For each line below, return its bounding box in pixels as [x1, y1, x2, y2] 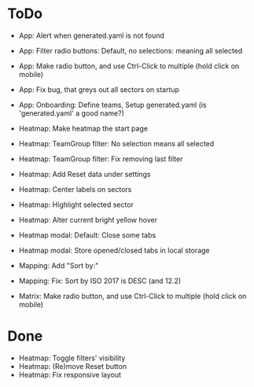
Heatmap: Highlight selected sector [18, 200, 134, 209]
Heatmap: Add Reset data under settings [18, 169, 151, 179]
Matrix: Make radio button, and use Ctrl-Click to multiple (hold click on [18, 291, 247, 300]
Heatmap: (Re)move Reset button [18, 361, 127, 370]
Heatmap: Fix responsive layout [18, 370, 122, 379]
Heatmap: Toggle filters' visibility [18, 353, 126, 363]
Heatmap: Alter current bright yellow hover [18, 215, 158, 224]
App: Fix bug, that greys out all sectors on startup [18, 84, 180, 94]
